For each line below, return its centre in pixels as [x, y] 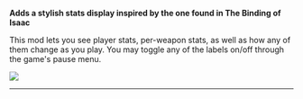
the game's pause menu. [55, 59]
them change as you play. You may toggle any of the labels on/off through [147, 49]
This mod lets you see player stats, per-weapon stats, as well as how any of [150, 40]
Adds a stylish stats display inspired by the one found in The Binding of [145, 13]
